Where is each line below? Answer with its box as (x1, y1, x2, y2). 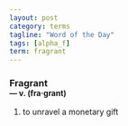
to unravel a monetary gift (22, 106, 119, 118)
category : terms (9, 22, 70, 31)
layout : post (9, 13, 59, 23)
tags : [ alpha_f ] (9, 38, 70, 48)
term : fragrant (9, 47, 67, 56)
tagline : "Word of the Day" (9, 30, 115, 39)
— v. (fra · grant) (9, 88, 67, 99)
